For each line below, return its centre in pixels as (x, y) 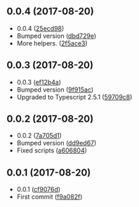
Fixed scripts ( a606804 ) (52, 150)
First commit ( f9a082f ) (49, 197)
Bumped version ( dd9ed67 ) (57, 143)
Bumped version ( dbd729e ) (57, 36)
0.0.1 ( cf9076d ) (39, 190)
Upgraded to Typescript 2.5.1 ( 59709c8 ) (74, 97)
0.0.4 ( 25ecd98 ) (40, 28)
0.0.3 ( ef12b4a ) (39, 82)
